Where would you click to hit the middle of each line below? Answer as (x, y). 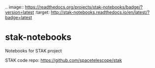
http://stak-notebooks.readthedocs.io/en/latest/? (100, 12)
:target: (43, 12)
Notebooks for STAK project (34, 50)
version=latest (20, 12)
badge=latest (18, 17)
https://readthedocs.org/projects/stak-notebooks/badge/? (84, 7)
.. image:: (15, 7)
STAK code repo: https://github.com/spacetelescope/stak (63, 60)
